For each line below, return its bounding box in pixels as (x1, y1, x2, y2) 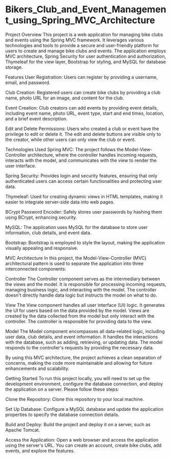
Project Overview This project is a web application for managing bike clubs (5, 31, 163, 37)
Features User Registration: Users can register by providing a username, (5, 74, 158, 80)
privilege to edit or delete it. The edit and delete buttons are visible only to (5, 131, 161, 137)
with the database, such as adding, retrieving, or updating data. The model (5, 339, 163, 345)
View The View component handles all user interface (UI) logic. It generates (5, 302, 165, 308)
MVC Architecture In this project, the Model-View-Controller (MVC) (5, 255, 147, 261)
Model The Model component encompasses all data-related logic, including (5, 328, 165, 334)
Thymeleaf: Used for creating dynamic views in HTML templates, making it (5, 193, 163, 199)
